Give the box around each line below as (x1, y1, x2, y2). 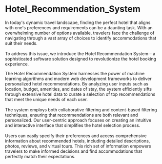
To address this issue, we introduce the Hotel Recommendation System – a (5, 50, 156, 57)
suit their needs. (5, 40, 38, 46)
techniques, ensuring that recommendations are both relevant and (5, 112, 138, 118)
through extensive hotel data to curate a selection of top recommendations (5, 91, 156, 97)
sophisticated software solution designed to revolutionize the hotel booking (5, 56, 157, 61)
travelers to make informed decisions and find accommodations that (5, 148, 142, 154)
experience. (5, 61, 29, 67)
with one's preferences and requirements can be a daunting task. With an (5, 24, 153, 30)
